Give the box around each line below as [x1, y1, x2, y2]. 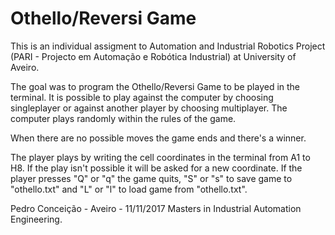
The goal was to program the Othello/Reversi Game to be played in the [10, 80, 301, 92]
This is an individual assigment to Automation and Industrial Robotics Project [10, 40, 326, 52]
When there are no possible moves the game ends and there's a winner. [10, 132, 307, 144]
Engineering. [10, 213, 63, 225]
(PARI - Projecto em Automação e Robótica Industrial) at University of [10, 50, 297, 62]
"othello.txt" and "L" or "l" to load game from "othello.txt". [10, 183, 248, 195]
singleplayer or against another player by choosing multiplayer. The [10, 102, 288, 114]
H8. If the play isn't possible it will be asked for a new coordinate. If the [10, 162, 303, 174]
